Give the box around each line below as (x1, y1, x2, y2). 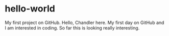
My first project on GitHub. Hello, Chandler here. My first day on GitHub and (5, 19, 164, 25)
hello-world (5, 3, 56, 14)
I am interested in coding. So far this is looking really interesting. (5, 24, 140, 30)
